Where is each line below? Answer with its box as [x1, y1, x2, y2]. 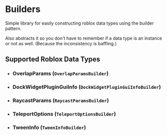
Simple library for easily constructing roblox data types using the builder [5, 20, 154, 26]
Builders [5, 4, 41, 15]
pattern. [5, 25, 21, 31]
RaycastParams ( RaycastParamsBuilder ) [12, 97, 109, 104]
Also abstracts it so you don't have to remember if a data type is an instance [5, 35, 162, 41]
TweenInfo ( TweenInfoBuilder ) [12, 124, 86, 131]
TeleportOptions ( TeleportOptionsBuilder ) [12, 110, 116, 117]
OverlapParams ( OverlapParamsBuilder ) [12, 70, 109, 77]
